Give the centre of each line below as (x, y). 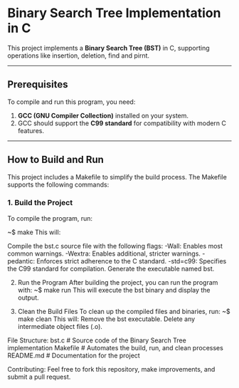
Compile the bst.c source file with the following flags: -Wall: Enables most (115, 246)
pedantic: (21, 261)
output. (28, 298)
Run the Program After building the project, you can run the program (118, 282)
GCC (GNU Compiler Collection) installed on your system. (103, 115)
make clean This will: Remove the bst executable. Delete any (106, 319)
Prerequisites (38, 84)
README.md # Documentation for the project (74, 355)
